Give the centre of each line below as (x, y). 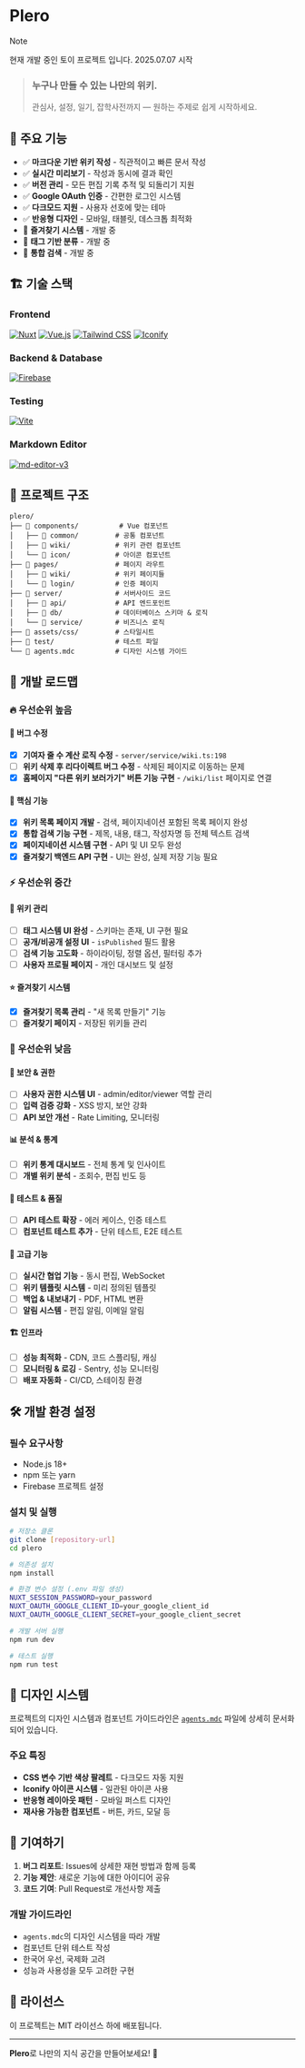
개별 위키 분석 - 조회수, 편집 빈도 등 (84, 1175)
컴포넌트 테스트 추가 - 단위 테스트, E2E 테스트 (103, 1232)
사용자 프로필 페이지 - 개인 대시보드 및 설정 (98, 965)
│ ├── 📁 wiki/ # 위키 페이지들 (87, 574)
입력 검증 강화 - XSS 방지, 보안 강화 (85, 1105)
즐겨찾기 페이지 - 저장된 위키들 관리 (85, 1024)
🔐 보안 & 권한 (33, 1072)
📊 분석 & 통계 (34, 1140)
